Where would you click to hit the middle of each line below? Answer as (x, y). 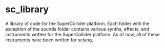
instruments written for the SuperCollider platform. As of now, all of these (82, 34)
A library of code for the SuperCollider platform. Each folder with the (77, 23)
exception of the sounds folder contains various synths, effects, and (77, 29)
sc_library (27, 9)
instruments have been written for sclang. (49, 40)
